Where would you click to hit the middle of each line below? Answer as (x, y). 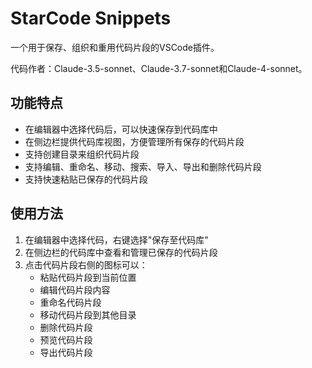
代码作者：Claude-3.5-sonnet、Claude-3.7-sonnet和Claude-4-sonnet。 (159, 68)
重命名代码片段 (70, 302)
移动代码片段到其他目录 (88, 314)
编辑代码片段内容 (75, 289)
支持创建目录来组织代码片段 (82, 154)
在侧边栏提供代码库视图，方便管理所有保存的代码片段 (134, 141)
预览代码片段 (66, 339)
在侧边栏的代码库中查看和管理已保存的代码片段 (121, 252)
